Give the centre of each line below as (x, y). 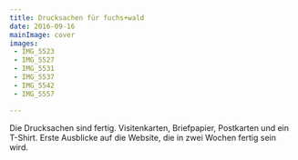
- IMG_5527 (34, 60)
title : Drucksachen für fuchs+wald (77, 18)
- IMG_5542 (34, 85)
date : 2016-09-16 (42, 26)
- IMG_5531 (34, 69)
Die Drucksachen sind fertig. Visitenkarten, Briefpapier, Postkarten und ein (149, 127)
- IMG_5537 (34, 77)
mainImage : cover (42, 35)
